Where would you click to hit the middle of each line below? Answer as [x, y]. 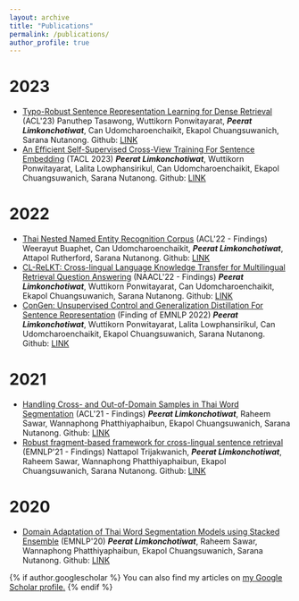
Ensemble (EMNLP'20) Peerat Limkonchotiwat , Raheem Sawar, [140, 541]
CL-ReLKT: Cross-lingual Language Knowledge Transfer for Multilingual [154, 267]
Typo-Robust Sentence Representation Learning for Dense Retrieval [147, 112]
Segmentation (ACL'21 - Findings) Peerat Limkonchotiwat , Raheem [146, 414]
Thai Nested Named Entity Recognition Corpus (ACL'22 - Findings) [145, 239]
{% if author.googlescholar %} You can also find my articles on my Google [146, 577]
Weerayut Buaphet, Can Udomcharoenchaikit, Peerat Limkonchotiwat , [153, 249]
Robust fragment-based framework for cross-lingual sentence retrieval [153, 443]
